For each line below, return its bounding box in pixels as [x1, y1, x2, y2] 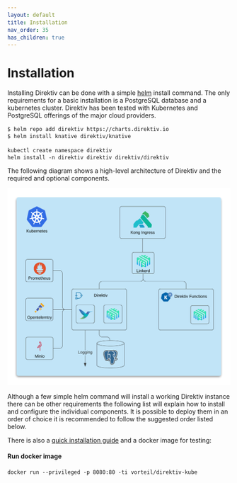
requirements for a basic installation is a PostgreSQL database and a [7, 96, 207, 105]
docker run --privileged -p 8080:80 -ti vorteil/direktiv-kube [7, 468, 198, 476]
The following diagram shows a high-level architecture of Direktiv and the [7, 166, 221, 175]
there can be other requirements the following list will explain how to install [7, 399, 225, 408]
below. [7, 422, 27, 431]
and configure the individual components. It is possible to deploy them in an [7, 407, 229, 416]
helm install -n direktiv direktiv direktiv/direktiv [7, 154, 170, 161]
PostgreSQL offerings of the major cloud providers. [7, 111, 156, 120]
